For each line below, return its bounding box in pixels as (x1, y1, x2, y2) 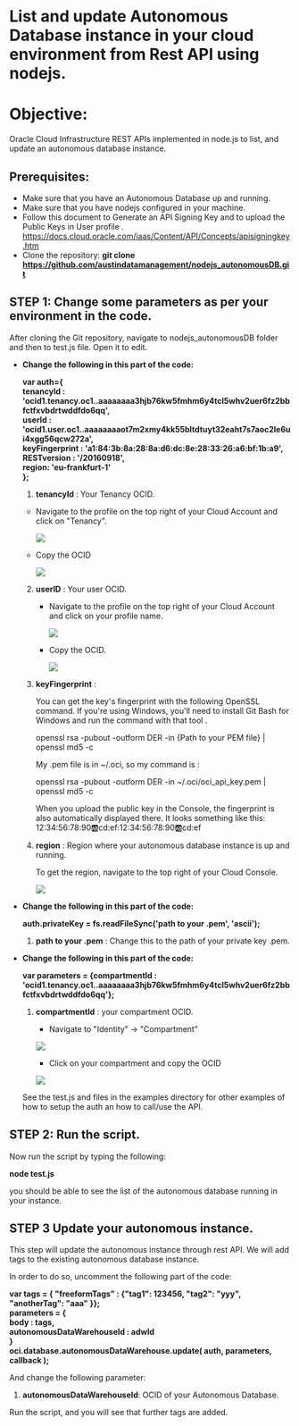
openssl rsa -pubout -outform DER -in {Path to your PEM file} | (35, 732, 266, 742)
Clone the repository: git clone (21, 249, 136, 260)
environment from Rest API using (9, 45, 260, 64)
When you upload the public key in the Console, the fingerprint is (35, 802, 275, 814)
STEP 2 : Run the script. (9, 1128, 140, 1143)
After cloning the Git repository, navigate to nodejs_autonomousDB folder (9, 332, 278, 343)
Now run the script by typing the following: (9, 1151, 167, 1162)
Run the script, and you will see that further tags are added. (9, 1407, 228, 1418)
